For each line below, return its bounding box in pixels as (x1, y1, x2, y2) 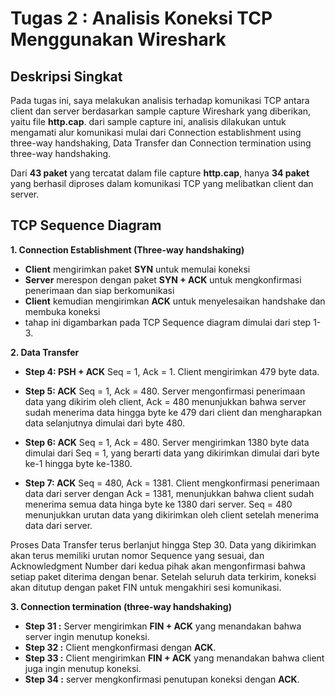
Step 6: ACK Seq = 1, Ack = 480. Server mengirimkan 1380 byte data (24, 436, 310, 448)
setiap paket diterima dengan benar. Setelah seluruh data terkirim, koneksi (10, 570, 317, 582)
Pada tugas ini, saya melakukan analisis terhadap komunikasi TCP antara (10, 95, 310, 106)
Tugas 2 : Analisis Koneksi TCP (10, 7, 273, 30)
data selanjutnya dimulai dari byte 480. (24, 417, 186, 429)
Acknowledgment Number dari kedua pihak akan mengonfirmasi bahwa (10, 560, 306, 572)
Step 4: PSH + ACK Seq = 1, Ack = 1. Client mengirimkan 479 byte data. (24, 365, 320, 377)
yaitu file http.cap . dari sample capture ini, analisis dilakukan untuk (10, 116, 287, 127)
